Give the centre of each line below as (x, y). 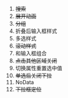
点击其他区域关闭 (36, 61)
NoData (25, 82)
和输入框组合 (31, 53)
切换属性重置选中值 (39, 68)
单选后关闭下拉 (33, 75)
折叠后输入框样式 (36, 31)
